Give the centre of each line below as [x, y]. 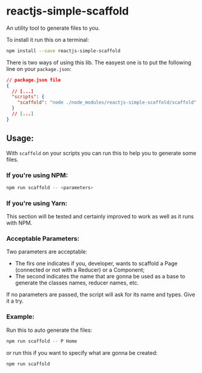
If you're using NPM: [37, 175]
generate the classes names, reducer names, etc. [77, 283]
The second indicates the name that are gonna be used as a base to [100, 277]
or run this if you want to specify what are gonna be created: [82, 352]
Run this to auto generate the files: [49, 330]
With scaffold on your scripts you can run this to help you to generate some [101, 153]
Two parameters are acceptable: [47, 252]
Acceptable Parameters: [43, 239]
